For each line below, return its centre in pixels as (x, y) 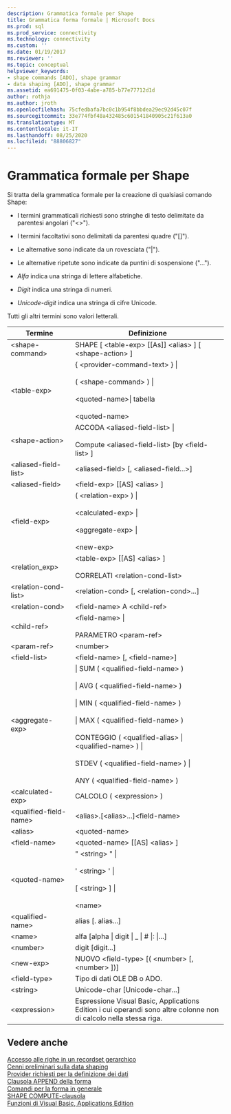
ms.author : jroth (32, 103)
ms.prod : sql (26, 26)
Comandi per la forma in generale (55, 1089)
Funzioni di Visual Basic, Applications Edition (70, 1103)
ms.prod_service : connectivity (52, 33)
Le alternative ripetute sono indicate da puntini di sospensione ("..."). (114, 263)
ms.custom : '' (27, 45)
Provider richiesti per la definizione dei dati (68, 1074)
